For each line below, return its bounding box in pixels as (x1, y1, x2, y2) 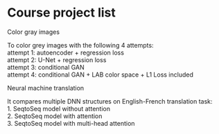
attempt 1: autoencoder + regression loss (7, 48, 125, 57)
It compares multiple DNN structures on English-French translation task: (7, 97, 213, 105)
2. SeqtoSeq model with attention (7, 112, 103, 120)
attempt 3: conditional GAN (7, 63, 85, 71)
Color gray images (7, 28, 60, 36)
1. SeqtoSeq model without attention (7, 104, 111, 113)
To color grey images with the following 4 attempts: (7, 41, 154, 49)
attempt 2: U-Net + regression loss (7, 55, 107, 64)
